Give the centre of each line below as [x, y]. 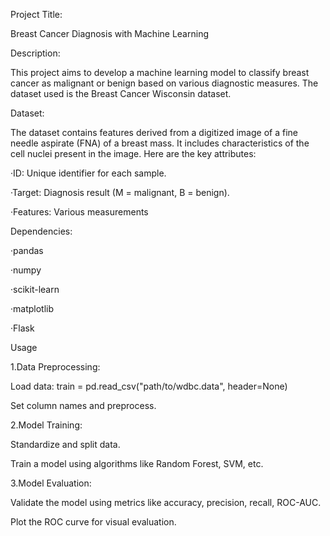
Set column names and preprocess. [83, 405]
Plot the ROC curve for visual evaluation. [93, 522]
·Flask [22, 328]
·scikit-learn [35, 289]
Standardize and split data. [65, 444]
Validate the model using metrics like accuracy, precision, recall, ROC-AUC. [166, 502]
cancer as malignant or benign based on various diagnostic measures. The [164, 83]
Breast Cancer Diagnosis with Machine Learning [109, 33]
